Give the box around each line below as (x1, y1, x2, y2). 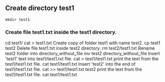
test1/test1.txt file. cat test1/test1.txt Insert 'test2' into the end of (5, 61, 136, 67)
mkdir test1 (5, 17, 30, 22)
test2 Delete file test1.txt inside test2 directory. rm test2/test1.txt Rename (5, 45, 155, 51)
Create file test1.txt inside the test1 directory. (5, 28, 117, 35)
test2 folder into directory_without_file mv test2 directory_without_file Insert (5, 51, 160, 57)
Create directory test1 (5, 4, 74, 12)
